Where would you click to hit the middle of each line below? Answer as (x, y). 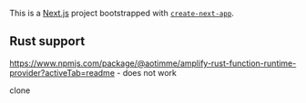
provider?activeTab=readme (62, 72)
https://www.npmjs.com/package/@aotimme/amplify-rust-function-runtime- (153, 63)
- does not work (147, 72)
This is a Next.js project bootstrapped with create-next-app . (122, 13)
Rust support (47, 41)
